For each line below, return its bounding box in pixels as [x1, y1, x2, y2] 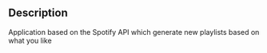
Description [8, 6, 68, 20]
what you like [8, 36, 52, 45]
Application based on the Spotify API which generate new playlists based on [8, 27, 260, 36]
